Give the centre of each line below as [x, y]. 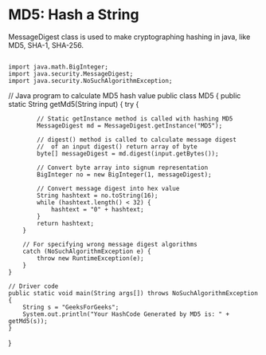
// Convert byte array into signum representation [123, 168]
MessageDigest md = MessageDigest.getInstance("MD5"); [130, 125]
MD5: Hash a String [74, 15]
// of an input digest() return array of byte [117, 146]
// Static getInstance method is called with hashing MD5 [135, 118]
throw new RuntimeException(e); [91, 258]
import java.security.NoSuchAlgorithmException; [90, 81]
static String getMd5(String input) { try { [74, 104]
